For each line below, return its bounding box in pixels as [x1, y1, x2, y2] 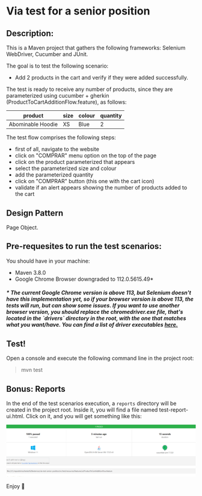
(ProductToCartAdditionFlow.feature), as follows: [6, 98, 127, 105]
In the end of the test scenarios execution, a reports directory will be [6, 400, 177, 407]
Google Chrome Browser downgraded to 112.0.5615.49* [14, 275, 154, 283]
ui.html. [6, 413, 25, 420]
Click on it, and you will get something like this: [26, 413, 142, 420]
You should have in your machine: [6, 257, 90, 265]
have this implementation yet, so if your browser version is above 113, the [6, 295, 194, 303]
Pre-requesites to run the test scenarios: [6, 241, 162, 251]
